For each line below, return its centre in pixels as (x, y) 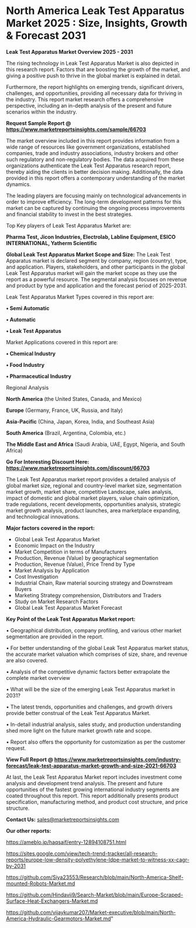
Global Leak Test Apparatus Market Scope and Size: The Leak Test (88, 254)
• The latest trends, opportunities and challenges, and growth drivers (89, 707)
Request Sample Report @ (39, 123)
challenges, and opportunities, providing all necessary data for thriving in (94, 93)
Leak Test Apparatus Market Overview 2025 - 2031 (70, 51)
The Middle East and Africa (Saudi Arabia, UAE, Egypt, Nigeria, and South (96, 444)
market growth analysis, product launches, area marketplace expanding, (93, 510)
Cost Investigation (36, 576)
